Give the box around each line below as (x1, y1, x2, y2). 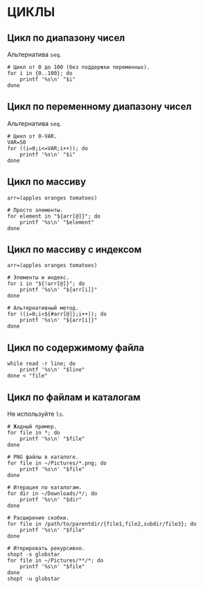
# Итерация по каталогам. (7, 484, 82, 491)
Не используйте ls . (7, 410, 64, 418)
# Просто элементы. (7, 207, 64, 213)
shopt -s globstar (7, 551, 60, 558)
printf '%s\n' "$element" (19, 218, 95, 226)
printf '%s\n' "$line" (19, 366, 85, 373)
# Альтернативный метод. (7, 305, 79, 312)
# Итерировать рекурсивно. (7, 545, 85, 552)
